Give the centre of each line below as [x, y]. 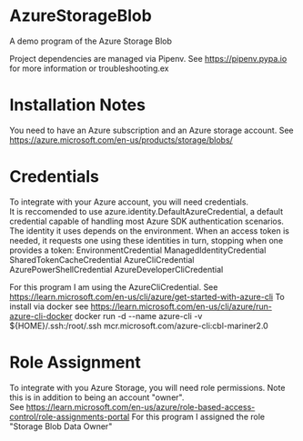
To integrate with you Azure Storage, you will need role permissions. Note [147, 387]
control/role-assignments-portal [70, 416]
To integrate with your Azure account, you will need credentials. [129, 202]
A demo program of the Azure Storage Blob [91, 41]
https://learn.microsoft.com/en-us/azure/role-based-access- [141, 406]
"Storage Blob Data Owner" [61, 426]
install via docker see [49, 306]
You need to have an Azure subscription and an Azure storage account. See [151, 130]
